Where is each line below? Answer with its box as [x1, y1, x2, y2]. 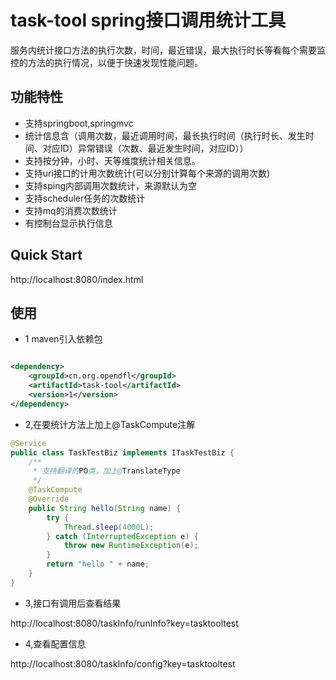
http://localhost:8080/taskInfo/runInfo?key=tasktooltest [10, 617, 239, 629]
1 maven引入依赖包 [24, 333, 103, 345]
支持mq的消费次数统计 [24, 204, 118, 216]
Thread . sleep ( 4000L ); [63, 522, 155, 532]
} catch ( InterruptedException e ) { [46, 531, 199, 541]
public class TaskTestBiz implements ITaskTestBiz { [10, 447, 235, 458]
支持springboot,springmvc [24, 117, 134, 129]
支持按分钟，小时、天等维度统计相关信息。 [24, 154, 201, 166]
